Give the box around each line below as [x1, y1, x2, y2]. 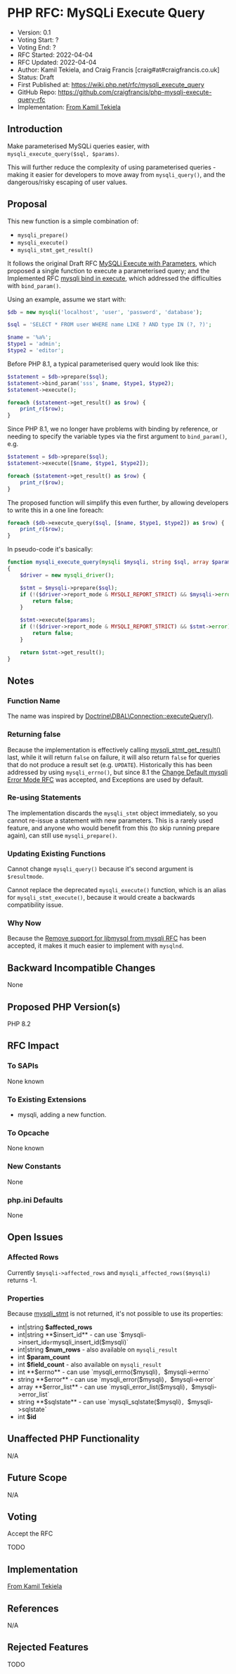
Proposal [7, 198, 48, 210]
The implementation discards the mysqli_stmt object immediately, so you [7, 809, 218, 817]
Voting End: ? [17, 43, 56, 51]
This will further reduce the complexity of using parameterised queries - [7, 163, 216, 171]
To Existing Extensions [7, 1094, 86, 1104]
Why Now [7, 918, 41, 928]
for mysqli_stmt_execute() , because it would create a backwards [7, 894, 195, 902]
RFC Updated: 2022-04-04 [17, 58, 97, 66]
